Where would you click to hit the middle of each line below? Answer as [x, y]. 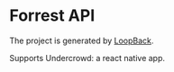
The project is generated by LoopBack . [82, 40]
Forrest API [52, 16]
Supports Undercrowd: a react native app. [87, 58]
